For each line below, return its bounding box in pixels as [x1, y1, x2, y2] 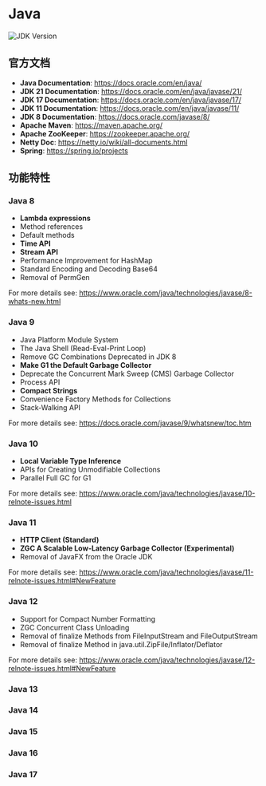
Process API [19, 377, 61, 387]
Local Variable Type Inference [19, 456, 122, 466]
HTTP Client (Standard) [19, 535, 100, 545]
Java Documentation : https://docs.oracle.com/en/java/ [19, 77, 202, 88]
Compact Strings [19, 385, 78, 395]
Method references [19, 222, 84, 231]
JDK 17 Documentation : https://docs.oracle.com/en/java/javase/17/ [19, 95, 241, 105]
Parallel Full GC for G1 [19, 473, 92, 483]
